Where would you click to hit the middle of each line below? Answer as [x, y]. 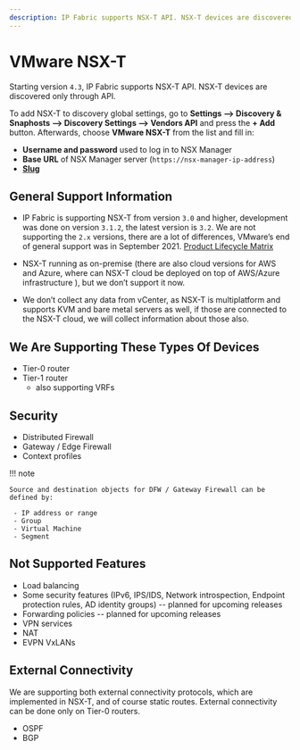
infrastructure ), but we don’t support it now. [104, 283]
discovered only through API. [62, 96]
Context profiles [52, 456]
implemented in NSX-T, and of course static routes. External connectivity [143, 701]
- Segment [31, 537]
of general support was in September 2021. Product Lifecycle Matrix [148, 246]
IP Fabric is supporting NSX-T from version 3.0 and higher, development [155, 218]
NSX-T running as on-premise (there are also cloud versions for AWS [149, 263]
